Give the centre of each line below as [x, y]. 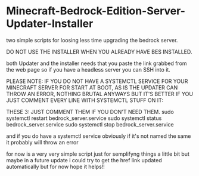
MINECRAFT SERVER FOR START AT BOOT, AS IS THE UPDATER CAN [92, 87]
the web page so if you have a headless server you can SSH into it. [88, 69]
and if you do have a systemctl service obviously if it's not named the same [99, 136]
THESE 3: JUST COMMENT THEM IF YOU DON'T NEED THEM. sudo [90, 112]
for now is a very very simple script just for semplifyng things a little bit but [98, 154]
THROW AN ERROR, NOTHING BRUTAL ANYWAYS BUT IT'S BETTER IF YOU [100, 94]
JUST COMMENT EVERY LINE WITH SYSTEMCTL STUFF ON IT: [85, 100]
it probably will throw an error [42, 142]
